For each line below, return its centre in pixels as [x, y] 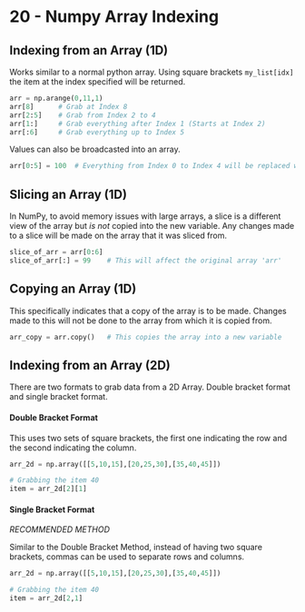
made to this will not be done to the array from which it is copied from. [141, 321]
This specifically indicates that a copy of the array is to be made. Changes [148, 311]
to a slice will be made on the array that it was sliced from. [118, 236]
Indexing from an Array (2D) [90, 365]
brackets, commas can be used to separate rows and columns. [127, 557]
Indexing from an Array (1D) [89, 50]
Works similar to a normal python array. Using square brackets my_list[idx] [152, 72]
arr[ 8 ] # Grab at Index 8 [69, 106]
